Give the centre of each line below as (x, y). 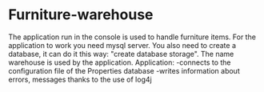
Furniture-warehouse (81, 15)
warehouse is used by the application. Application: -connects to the (120, 62)
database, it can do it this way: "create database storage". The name (121, 54)
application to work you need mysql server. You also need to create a (122, 45)
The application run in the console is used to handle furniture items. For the (132, 37)
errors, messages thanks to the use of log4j (80, 79)
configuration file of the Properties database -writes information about (124, 70)
